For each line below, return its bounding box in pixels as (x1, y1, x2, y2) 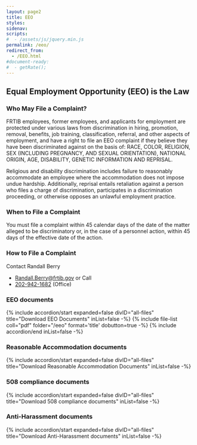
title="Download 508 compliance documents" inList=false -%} (6, 398, 160, 405)
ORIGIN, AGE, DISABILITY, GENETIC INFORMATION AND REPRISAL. (6, 156, 173, 163)
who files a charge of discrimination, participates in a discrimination (6, 186, 173, 194)
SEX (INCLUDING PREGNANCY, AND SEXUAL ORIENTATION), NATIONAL (6, 150, 186, 157)
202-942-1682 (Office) (14, 280, 72, 287)
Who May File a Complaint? (6, 104, 87, 112)
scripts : (6, 31, 28, 37)
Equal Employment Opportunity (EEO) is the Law (6, 86, 190, 96)
